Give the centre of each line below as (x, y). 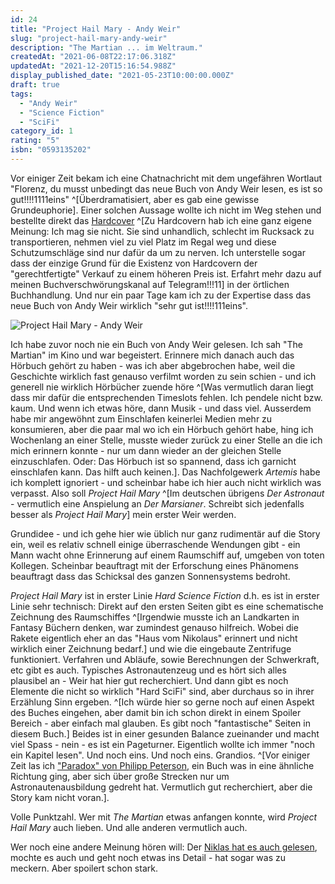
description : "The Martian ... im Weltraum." (106, 47)
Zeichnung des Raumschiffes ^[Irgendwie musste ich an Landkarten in (155, 617)
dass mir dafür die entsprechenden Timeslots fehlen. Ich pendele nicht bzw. (166, 397)
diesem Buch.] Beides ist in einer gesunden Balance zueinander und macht (165, 733)
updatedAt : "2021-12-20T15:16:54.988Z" (93, 66)
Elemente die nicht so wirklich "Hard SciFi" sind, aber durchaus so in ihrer (162, 691)
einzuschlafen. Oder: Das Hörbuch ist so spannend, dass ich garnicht (153, 461)
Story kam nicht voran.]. (60, 797)
